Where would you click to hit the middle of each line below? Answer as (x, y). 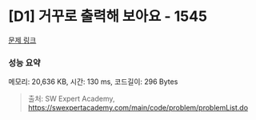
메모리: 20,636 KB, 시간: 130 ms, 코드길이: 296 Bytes (93, 82)
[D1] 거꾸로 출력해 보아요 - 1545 (108, 16)
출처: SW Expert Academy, (71, 99)
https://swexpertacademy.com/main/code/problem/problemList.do (138, 108)
